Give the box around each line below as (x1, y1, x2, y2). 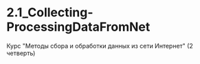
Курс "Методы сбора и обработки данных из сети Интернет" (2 (6, 42, 193, 50)
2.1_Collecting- (6, 5, 93, 20)
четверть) (6, 49, 36, 57)
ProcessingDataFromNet (6, 19, 151, 35)
